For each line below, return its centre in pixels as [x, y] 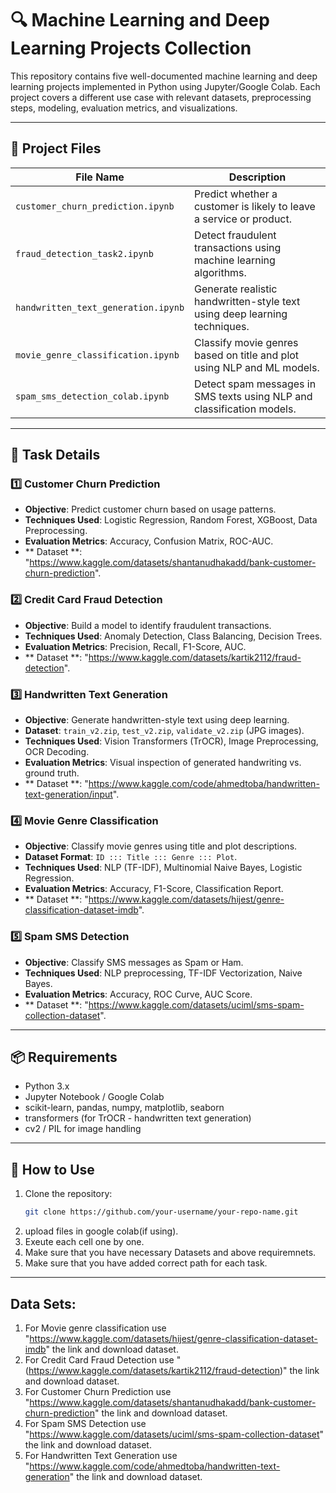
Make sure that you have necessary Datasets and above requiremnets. [170, 1253]
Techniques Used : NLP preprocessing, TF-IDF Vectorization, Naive [163, 973]
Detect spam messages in [255, 384]
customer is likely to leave [255, 206]
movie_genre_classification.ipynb [97, 355]
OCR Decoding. [57, 752]
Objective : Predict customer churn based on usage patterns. [150, 509]
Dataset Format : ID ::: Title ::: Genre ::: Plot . [131, 857]
